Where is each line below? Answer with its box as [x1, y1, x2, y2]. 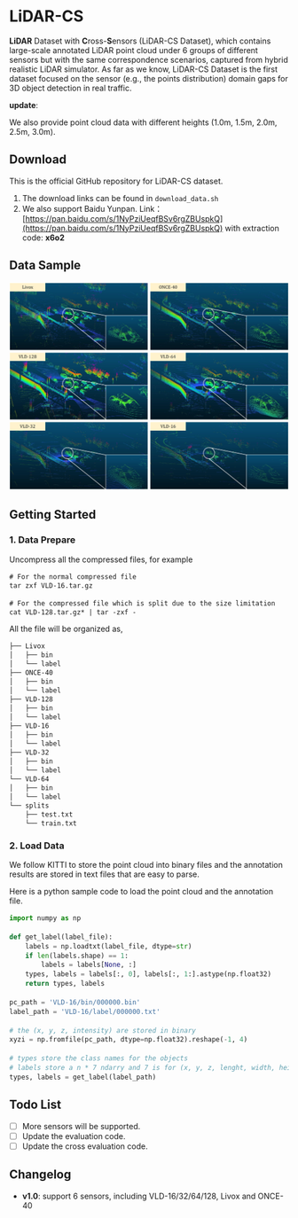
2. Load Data [9, 839, 65, 852]
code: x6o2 [21, 232, 65, 243]
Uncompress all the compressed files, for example [9, 554, 193, 565]
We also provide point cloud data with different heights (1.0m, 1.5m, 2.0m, [9, 117, 278, 128]
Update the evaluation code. [21, 1130, 126, 1141]
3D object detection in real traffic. [9, 82, 132, 93]
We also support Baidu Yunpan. [21, 203, 137, 214]
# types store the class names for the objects [9, 1054, 189, 1063]
